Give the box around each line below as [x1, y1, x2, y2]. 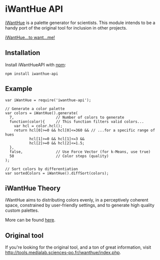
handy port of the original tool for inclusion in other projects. [5, 25, 128, 30]
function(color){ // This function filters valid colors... [9, 119, 144, 124]
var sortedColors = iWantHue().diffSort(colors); [5, 171, 109, 175]
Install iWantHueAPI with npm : [5, 61, 66, 67]
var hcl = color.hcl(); [14, 123, 63, 128]
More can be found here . [5, 217, 56, 223]
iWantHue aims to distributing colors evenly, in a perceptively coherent [5, 197, 149, 203]
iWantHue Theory [5, 184, 61, 192]
